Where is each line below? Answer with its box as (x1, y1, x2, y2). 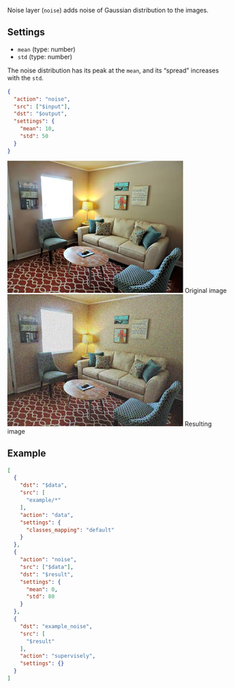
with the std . (7, 73, 44, 82)
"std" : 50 (20, 133, 49, 140)
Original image (184, 286, 227, 294)
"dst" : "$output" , (13, 111, 68, 118)
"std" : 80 (25, 593, 55, 601)
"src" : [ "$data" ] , (20, 563, 74, 570)
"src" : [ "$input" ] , (13, 103, 71, 110)
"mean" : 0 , (25, 586, 58, 593)
